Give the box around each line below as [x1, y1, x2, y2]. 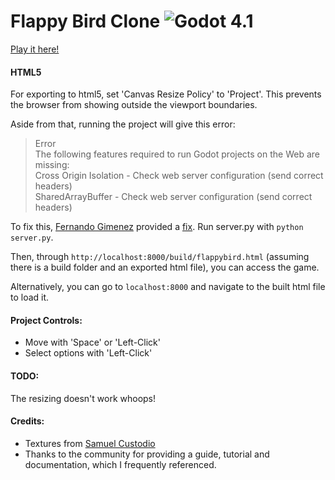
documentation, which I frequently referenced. [24, 458, 217, 470]
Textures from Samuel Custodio [24, 437, 156, 449]
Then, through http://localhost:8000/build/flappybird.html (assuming [10, 251, 310, 263]
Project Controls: [10, 314, 83, 326]
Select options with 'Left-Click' [24, 347, 153, 359]
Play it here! [10, 43, 60, 55]
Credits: [10, 415, 45, 427]
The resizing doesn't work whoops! [10, 392, 157, 404]
